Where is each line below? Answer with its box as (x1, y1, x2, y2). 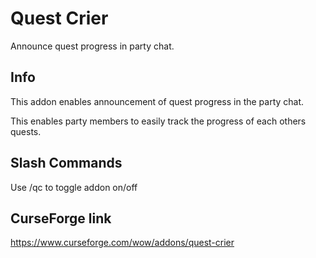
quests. (10, 125, 42, 137)
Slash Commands (10, 155, 123, 172)
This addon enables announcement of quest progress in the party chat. (10, 95, 305, 107)
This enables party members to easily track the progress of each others (10, 115, 307, 127)
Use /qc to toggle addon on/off (10, 181, 138, 193)
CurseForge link (10, 210, 112, 227)
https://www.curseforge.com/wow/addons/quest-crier (10, 237, 235, 249)
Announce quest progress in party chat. (10, 40, 175, 52)
